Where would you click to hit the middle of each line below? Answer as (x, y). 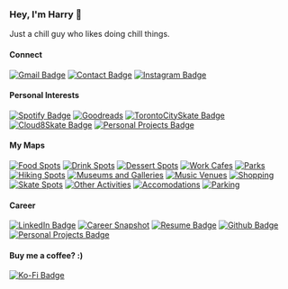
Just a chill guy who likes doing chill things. (90, 34)
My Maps (27, 145)
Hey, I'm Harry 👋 (46, 14)
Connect (26, 54)
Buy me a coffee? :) (46, 255)
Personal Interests (44, 95)
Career (22, 205)
